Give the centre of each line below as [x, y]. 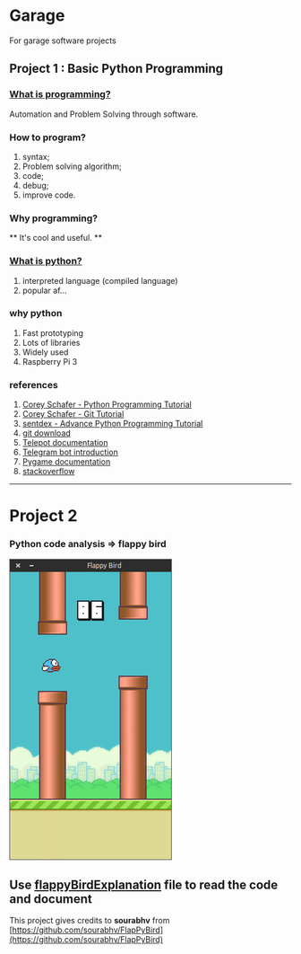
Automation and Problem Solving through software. [104, 114]
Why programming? [54, 218]
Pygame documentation [66, 462]
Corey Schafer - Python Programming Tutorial [107, 404]
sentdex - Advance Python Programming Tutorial [112, 424]
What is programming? [60, 94]
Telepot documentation [65, 443]
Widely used [45, 352]
